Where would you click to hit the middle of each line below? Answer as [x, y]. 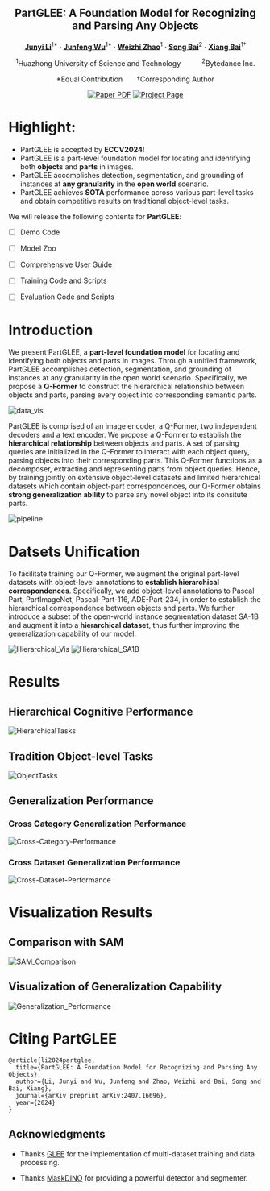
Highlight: [42, 127]
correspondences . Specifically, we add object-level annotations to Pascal [131, 591]
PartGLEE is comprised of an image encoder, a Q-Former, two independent [133, 426]
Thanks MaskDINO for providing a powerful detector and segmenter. [134, 1178]
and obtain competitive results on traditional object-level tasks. [125, 201]
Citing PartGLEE [63, 1039]
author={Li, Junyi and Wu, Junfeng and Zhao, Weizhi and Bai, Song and [139, 1081]
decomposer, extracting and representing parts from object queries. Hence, [134, 469]
